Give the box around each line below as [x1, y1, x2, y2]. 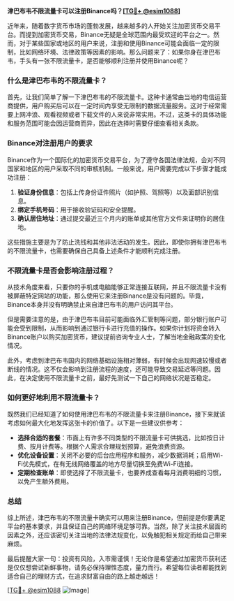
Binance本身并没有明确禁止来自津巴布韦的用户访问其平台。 [7, 300, 178, 308]
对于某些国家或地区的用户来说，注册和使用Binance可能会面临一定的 [19, 39, 214, 48]
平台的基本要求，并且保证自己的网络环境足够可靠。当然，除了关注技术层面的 [7, 522, 227, 530]
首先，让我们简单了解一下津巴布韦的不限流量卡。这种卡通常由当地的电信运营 [7, 93, 227, 101]
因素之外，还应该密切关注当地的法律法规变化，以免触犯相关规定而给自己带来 [7, 531, 227, 540]
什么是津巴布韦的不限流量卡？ [7, 75, 108, 85]
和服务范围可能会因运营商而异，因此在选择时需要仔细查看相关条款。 [7, 119, 203, 128]
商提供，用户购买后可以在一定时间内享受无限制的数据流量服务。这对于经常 [7, 101, 221, 110]
